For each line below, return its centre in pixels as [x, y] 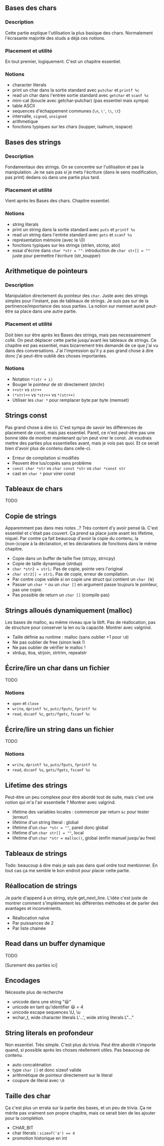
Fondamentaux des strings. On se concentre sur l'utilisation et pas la [74, 167]
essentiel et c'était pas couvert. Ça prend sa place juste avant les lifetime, [80, 533]
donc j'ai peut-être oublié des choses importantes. [56, 355]
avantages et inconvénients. [34, 908]
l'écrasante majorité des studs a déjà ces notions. [55, 38]
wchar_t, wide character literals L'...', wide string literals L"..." [73, 1018]
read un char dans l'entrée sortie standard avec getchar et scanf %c [80, 95]
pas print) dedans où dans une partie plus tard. [53, 177]
